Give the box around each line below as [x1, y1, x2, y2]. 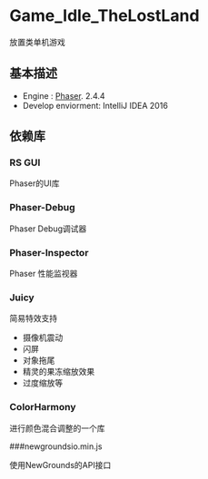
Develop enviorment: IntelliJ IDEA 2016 [22, 100, 168, 111]
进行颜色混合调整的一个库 [9, 423, 105, 434]
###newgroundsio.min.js [9, 441, 103, 452]
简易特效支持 [9, 313, 57, 324]
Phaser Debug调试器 [9, 223, 87, 234]
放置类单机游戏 [9, 36, 65, 47]
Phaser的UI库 [9, 178, 61, 189]
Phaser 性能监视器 [9, 269, 78, 279]
